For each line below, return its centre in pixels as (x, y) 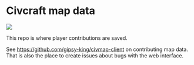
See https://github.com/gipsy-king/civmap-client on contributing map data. (97, 49)
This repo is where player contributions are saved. (67, 38)
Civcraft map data (51, 11)
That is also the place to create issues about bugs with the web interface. (95, 55)
